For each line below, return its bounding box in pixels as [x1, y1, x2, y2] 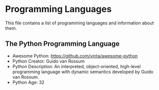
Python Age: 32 [12, 79, 45, 85]
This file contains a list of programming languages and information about [5, 20, 154, 26]
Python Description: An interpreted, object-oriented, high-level [12, 63, 141, 69]
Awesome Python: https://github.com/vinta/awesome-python [12, 53, 138, 59]
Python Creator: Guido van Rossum [12, 58, 85, 64]
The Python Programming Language [5, 40, 120, 48]
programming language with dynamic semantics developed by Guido [12, 69, 154, 75]
